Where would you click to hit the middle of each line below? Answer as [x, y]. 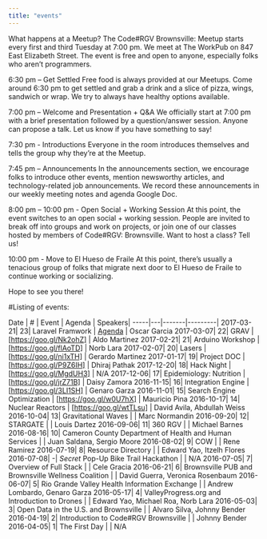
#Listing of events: [39, 307]
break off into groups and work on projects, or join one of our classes [123, 226]
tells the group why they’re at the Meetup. [77, 153]
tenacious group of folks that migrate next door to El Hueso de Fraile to [125, 267]
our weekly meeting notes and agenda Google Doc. [93, 194]
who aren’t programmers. [50, 64]
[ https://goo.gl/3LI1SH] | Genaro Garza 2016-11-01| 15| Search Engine [122, 390]
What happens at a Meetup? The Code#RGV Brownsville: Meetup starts [126, 38]
